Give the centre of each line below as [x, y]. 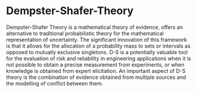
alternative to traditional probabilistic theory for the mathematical [85, 33]
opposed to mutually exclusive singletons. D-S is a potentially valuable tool [97, 52]
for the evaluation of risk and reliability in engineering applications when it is [98, 58]
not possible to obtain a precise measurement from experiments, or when [95, 64]
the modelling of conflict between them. [55, 83]
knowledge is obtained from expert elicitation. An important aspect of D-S [96, 71]
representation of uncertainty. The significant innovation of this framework [97, 39]
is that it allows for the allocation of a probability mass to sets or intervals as [98, 46]
